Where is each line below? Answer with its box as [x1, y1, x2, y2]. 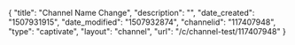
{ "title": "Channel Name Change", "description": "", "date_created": [8, 8, 255, 18]
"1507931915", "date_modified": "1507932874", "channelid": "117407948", [8, 17, 276, 27]
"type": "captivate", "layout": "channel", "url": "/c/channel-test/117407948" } [8, 26, 287, 36]
